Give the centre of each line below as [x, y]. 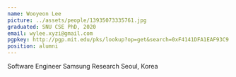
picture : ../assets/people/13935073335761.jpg [77, 20]
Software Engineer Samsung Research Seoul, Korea [83, 66]
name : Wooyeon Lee [34, 14]
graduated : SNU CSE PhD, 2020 [52, 27]
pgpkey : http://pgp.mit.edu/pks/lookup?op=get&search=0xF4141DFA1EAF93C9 [118, 40]
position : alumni [33, 46]
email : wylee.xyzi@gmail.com [50, 33]
